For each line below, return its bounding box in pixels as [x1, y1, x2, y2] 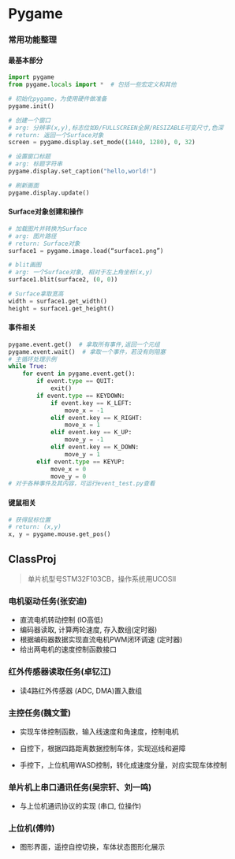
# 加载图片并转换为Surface [8, 225, 88, 232]
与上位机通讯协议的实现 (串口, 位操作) [19, 801, 142, 811]
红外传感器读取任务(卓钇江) [8, 667, 112, 678]
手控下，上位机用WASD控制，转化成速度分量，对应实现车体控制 [19, 760, 227, 769]
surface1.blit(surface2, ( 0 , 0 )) [8, 276, 118, 284]
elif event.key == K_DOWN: [50, 443, 140, 452]
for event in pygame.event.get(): [22, 370, 136, 378]
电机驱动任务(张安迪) [8, 596, 88, 607]
